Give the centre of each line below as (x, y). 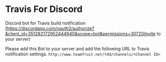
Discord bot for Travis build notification (45, 23)
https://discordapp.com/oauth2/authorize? (50, 28)
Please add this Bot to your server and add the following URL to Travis (77, 48)
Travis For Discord (44, 9)
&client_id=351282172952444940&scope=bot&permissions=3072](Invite (80, 33)
